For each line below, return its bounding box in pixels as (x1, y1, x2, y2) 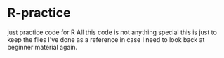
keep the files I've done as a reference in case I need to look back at (7, 35, 205, 43)
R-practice (7, 5, 71, 21)
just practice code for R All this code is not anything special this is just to (7, 28, 218, 36)
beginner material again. (7, 43, 78, 51)
